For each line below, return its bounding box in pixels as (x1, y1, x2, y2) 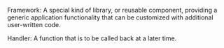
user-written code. (7, 21, 61, 29)
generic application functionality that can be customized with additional (7, 13, 213, 22)
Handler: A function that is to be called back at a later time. (7, 34, 177, 42)
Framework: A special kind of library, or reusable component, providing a (7, 6, 218, 14)
